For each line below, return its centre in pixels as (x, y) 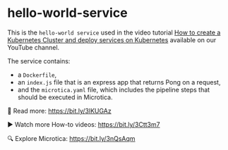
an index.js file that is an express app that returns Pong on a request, (119, 82)
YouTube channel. (34, 47)
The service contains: (39, 61)
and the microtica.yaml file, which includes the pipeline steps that (114, 89)
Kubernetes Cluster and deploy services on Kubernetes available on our (112, 39)
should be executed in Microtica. (65, 97)
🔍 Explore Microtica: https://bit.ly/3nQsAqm (71, 138)
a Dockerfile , (37, 75)
